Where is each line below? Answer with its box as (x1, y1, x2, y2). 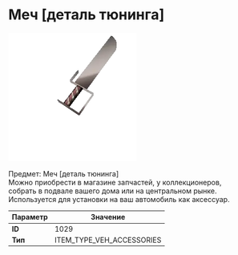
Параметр (11, 212, 48, 222)
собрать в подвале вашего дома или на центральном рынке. (8, 186, 218, 196)
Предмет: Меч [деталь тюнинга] (8, 168, 119, 178)
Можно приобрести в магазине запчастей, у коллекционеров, (8, 177, 222, 187)
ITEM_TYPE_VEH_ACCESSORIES (54, 235, 162, 245)
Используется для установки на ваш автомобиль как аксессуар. (8, 194, 230, 204)
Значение (91, 212, 126, 222)
